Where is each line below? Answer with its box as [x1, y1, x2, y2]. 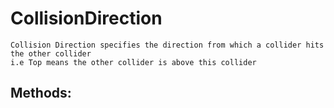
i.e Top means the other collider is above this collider [10, 57, 257, 67]
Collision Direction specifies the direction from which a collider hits [10, 40, 325, 50]
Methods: [10, 85, 72, 102]
